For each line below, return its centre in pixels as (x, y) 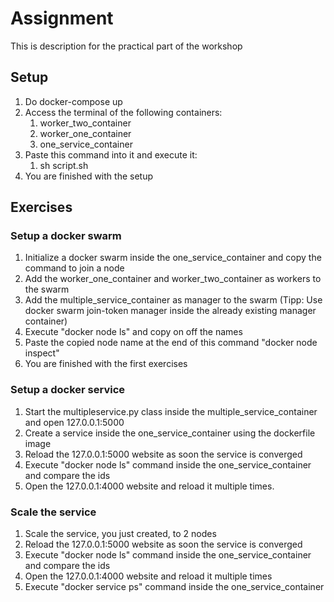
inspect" (42, 353)
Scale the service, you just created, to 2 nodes (120, 534)
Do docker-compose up (73, 101)
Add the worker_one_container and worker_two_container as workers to (173, 279)
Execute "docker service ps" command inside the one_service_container (174, 587)
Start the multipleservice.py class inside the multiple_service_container (171, 411)
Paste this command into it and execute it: (111, 154)
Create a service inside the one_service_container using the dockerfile (170, 433)
